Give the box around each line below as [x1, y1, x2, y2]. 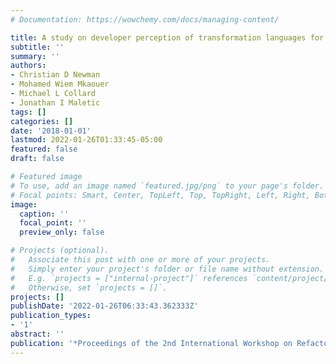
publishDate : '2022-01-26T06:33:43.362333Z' [10, 301, 199, 311]
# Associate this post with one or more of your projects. [10, 255, 271, 265]
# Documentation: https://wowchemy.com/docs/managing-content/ [10, 14, 280, 25]
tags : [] [10, 107, 47, 117]
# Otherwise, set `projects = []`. [10, 282, 168, 293]
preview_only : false [19, 227, 105, 238]
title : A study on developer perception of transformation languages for [10, 32, 325, 43]
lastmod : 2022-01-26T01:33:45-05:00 [10, 135, 163, 145]
